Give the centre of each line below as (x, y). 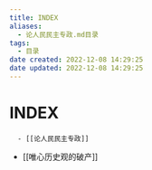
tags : (19, 43)
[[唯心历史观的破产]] (60, 156)
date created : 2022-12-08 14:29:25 (76, 60)
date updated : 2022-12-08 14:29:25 (76, 69)
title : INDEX (34, 18)
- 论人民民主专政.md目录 (58, 34)
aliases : (26, 26)
